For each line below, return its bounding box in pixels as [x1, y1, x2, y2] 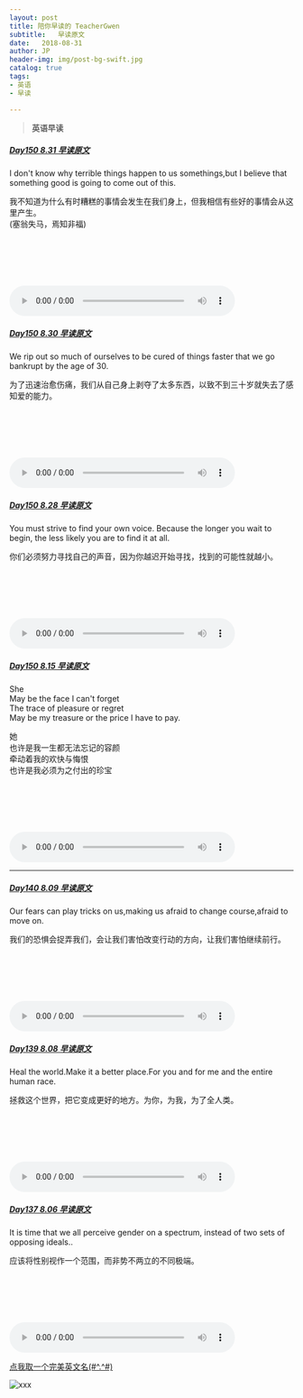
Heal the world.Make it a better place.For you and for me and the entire [9, 1066, 273, 1078]
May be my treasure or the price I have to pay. [9, 713, 181, 723]
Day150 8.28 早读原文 [9, 500, 92, 510]
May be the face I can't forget [9, 694, 120, 704]
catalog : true [9, 64, 63, 73]
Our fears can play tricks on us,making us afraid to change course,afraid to [9, 906, 289, 916]
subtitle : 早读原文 [9, 30, 86, 39]
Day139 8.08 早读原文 [9, 1043, 92, 1053]
